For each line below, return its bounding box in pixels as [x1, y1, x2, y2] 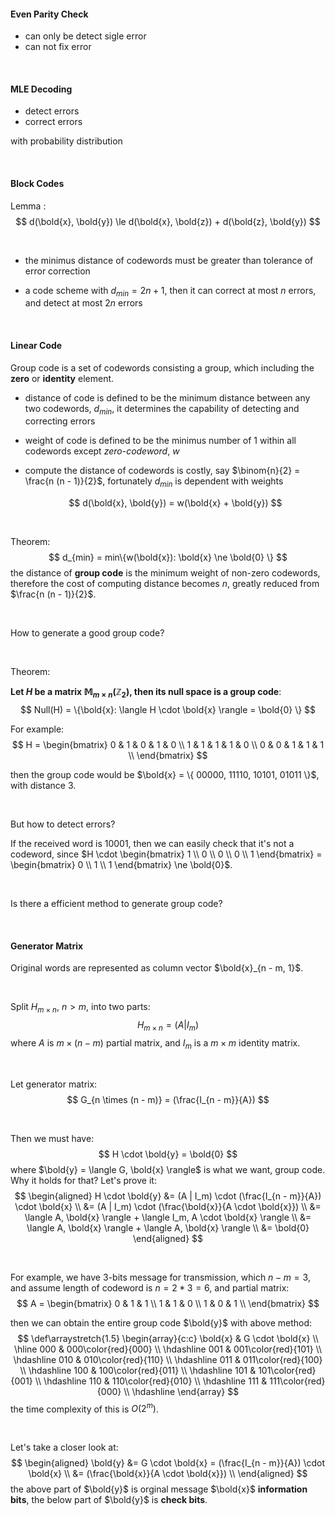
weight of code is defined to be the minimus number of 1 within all [24, 435, 297, 447]
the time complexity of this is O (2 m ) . [10, 1401, 160, 1415]
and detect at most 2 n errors [24, 297, 143, 309]
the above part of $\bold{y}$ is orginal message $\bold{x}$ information [10, 1483, 308, 1495]
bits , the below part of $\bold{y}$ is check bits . [10, 1494, 208, 1506]
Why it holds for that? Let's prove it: [10, 1174, 157, 1186]
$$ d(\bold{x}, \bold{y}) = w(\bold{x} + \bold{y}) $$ [68, 497, 283, 509]
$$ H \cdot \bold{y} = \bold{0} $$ [98, 1148, 238, 1160]
